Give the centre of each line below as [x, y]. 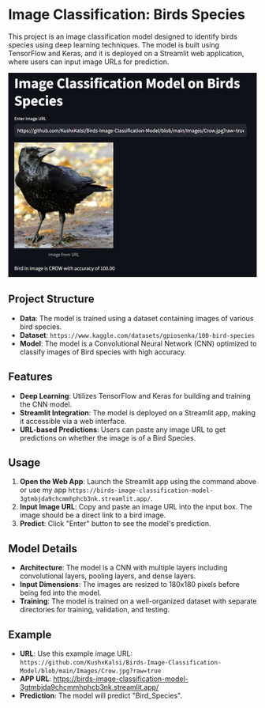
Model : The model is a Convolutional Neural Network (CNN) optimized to [138, 343]
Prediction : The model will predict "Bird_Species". [101, 695]
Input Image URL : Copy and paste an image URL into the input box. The [136, 507]
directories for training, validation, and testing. [95, 610]
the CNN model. [46, 404]
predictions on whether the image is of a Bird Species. [108, 437]
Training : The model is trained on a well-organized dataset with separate [138, 601]
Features [30, 377]
